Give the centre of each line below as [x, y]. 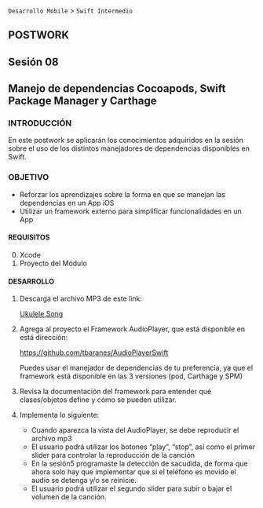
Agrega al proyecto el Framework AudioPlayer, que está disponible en [132, 329]
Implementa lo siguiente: [59, 415]
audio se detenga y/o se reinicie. [84, 481]
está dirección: [44, 338]
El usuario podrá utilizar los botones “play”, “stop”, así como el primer [143, 447]
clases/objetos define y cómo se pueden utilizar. [98, 400]
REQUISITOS [29, 237]
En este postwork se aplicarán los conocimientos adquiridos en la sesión [126, 141]
